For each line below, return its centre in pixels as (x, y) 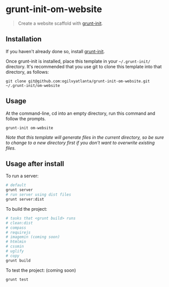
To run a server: (22, 176)
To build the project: (26, 209)
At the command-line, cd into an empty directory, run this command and (80, 113)
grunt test (17, 279)
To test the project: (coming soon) (41, 270)
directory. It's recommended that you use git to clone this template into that (84, 66)
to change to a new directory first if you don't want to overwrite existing (80, 142)
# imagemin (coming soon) (33, 237)
